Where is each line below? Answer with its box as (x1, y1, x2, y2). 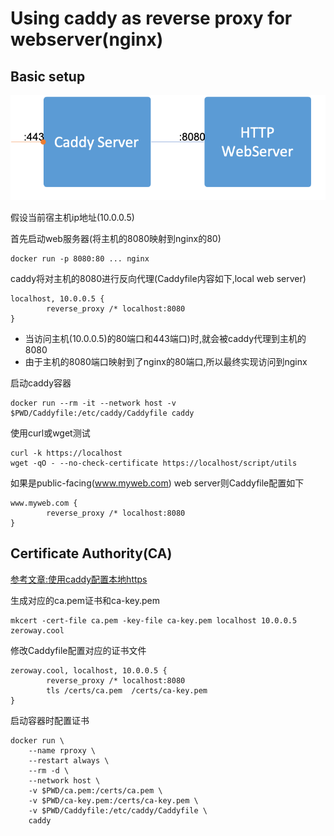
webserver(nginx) (10, 28, 164, 51)
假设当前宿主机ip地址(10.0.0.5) (10, 212, 135, 223)
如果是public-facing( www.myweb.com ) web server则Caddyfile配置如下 (10, 477, 305, 489)
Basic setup (10, 68, 86, 85)
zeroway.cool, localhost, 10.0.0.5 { (10, 665, 168, 676)
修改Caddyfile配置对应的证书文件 (10, 644, 147, 656)
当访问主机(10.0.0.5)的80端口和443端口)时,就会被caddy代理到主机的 (24, 333, 307, 344)
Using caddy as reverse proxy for (10, 7, 293, 30)
